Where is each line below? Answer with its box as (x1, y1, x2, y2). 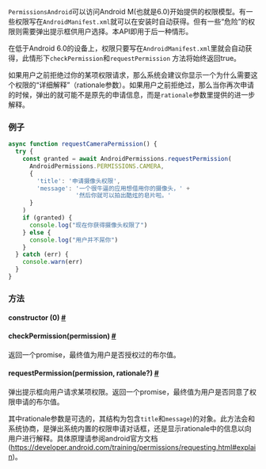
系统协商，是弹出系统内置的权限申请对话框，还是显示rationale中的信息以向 (8, 423, 252, 433)
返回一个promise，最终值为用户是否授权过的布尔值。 (8, 349, 180, 359)
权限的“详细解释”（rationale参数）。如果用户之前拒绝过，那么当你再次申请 (14, 80, 255, 90)
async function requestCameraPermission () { (8, 140, 158, 148)
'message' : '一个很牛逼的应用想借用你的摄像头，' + (36, 185, 190, 193)
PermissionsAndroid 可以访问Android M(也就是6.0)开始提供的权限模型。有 (8, 7, 247, 16)
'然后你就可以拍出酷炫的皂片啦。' (75, 192, 172, 200)
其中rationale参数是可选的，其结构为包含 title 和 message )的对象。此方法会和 (8, 414, 256, 423)
